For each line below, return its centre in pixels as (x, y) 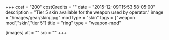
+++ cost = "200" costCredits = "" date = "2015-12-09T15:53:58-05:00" (80, 7)
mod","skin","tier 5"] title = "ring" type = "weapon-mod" (63, 23)
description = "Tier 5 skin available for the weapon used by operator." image (84, 12)
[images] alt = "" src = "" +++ (36, 32)
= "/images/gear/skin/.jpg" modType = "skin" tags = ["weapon (70, 18)
